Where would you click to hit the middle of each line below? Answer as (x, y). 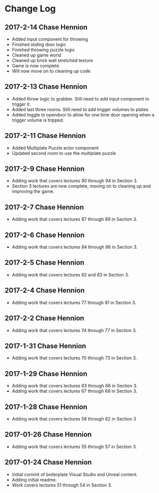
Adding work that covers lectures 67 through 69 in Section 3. (75, 391)
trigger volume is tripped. (38, 120)
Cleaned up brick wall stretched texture (52, 60)
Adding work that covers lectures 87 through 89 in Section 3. (75, 219)
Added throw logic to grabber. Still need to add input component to (80, 98)
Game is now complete (35, 66)
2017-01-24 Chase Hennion (48, 462)
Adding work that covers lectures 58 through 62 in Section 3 (74, 418)
